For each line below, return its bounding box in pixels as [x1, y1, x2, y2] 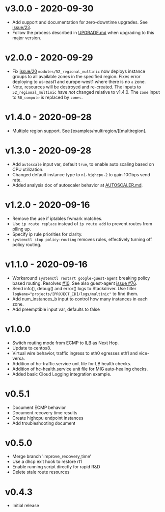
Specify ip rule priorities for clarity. [12, 231, 82, 237]
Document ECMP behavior [12, 404, 66, 410]
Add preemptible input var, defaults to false [12, 306, 100, 312]
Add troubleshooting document [12, 420, 76, 426]
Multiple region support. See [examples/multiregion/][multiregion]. [12, 128, 147, 134]
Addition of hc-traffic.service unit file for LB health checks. [12, 360, 132, 366]
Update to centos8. [12, 345, 52, 351]
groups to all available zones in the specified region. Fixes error [12, 73, 141, 79]
